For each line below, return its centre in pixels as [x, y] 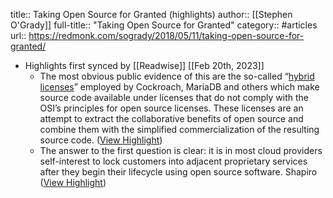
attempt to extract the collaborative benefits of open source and [171, 118]
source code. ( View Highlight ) [101, 140]
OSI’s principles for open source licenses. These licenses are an [171, 108]
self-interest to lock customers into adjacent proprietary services [173, 161]
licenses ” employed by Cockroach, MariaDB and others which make [179, 87]
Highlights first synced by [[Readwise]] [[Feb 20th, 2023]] [144, 65]
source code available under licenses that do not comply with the [174, 97]
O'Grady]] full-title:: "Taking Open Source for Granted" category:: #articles [164, 25]
